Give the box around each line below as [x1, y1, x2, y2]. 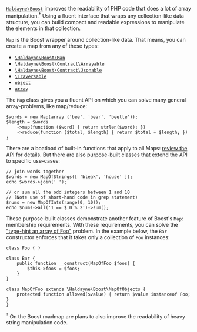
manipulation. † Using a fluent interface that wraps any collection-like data [6, 11, 184, 19]
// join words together [6, 169, 65, 175]
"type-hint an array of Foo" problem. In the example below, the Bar [6, 227, 168, 234]
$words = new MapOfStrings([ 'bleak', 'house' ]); [6, 173, 133, 180]
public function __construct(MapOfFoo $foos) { [16, 260, 135, 266]
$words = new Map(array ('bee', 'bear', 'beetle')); [6, 114, 138, 120]
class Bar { [6, 255, 35, 261]
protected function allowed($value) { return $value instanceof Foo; [16, 291, 191, 297]
